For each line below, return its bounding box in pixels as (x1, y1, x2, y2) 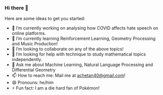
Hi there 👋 (4, 4, 29, 11)
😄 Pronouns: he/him (11, 80, 54, 86)
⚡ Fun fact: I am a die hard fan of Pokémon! (11, 85, 100, 91)
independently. (11, 57, 42, 63)
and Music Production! (11, 41, 58, 47)
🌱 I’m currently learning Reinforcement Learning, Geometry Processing (11, 35, 156, 41)
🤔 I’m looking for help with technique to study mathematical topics (11, 51, 146, 57)
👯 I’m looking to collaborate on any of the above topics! (11, 46, 124, 52)
